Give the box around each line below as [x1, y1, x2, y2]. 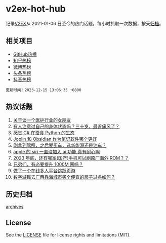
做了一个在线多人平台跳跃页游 [13, 168, 75, 174]
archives [6, 204, 24, 210]
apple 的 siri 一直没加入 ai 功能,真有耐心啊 [13, 148, 100, 154]
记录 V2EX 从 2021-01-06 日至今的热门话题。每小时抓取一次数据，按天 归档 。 [6, 20, 164, 26]
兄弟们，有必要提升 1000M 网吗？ [13, 161, 84, 167]
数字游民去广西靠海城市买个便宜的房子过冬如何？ [13, 174, 115, 180]
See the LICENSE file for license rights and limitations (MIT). [6, 232, 131, 238]
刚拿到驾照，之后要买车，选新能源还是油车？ [13, 142, 107, 148]
